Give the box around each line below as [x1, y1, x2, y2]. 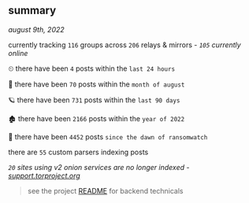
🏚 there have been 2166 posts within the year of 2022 [8, 113, 185, 123]
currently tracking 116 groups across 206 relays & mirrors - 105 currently [8, 40, 242, 50]
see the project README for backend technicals [27, 186, 184, 195]
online [8, 48, 28, 57]
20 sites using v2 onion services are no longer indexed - [8, 162, 190, 172]
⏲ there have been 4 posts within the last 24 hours [8, 64, 176, 73]
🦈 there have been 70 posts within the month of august [8, 79, 185, 89]
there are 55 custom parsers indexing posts [8, 147, 149, 157]
